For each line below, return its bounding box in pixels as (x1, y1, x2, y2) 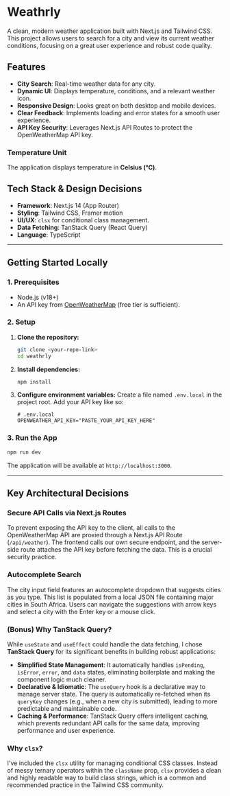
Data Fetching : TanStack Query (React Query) (16, 223, 149, 231)
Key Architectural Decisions (7, 488, 129, 500)
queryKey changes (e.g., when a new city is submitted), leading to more (16, 697, 218, 705)
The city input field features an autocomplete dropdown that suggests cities (7, 585, 221, 594)
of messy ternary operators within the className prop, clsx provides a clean (7, 766, 222, 775)
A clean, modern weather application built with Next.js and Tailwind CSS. (7, 27, 213, 35)
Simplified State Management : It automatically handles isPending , (16, 660, 205, 669)
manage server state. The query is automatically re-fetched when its (16, 690, 211, 698)
